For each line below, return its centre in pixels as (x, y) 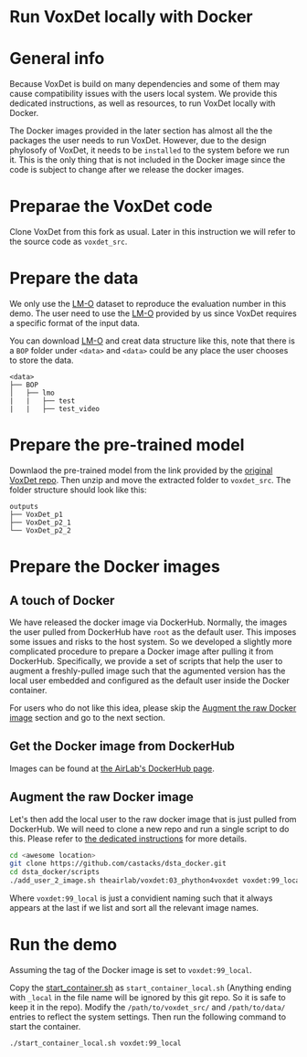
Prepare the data (74, 278)
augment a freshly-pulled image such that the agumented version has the (148, 671)
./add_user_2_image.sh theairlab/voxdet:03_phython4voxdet (124, 881)
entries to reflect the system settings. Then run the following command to (148, 1017)
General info (57, 59)
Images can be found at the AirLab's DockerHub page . (112, 768)
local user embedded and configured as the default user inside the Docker (150, 680)
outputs (24, 506)
